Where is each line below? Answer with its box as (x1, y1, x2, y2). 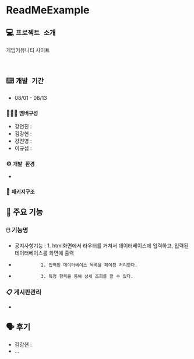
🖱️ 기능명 (6, 226, 29, 234)
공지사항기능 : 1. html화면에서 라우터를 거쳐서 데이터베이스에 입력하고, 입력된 (14, 242, 189, 249)
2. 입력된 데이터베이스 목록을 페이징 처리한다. (40, 262, 138, 269)
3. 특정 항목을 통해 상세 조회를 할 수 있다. (40, 274, 134, 280)
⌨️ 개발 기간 (6, 76, 44, 86)
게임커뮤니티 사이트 (6, 47, 50, 53)
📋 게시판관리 (6, 288, 42, 296)
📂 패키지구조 (6, 187, 35, 196)
